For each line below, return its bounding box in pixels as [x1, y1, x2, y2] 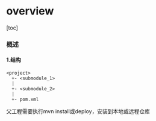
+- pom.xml [11, 96, 39, 103]
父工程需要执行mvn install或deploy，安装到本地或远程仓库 [6, 108, 151, 115]
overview [6, 4, 54, 18]
